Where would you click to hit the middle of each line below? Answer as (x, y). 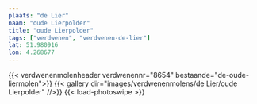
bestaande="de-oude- (213, 75)
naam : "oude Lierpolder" (49, 23)
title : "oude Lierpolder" (51, 30)
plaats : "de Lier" (38, 15)
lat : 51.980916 (33, 45)
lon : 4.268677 (32, 52)
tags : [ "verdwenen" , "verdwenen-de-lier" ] (79, 38)
